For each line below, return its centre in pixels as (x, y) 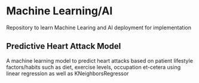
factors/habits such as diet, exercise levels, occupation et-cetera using (94, 67)
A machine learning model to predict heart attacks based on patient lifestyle (99, 60)
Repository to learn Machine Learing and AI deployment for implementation (99, 27)
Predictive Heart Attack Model (64, 46)
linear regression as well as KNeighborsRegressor (68, 73)
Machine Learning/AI (59, 11)
